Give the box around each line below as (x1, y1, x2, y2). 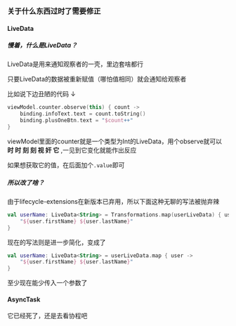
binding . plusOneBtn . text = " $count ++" (20, 117, 133, 124)
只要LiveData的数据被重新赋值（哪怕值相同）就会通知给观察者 (7, 75, 187, 84)
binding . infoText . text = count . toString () (20, 110, 146, 117)
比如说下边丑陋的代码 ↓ (7, 90, 76, 98)
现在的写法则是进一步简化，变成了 (7, 237, 106, 247)
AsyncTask (7, 295, 41, 304)
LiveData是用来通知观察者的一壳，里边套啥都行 (7, 60, 144, 68)
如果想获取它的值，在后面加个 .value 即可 (7, 160, 125, 169)
